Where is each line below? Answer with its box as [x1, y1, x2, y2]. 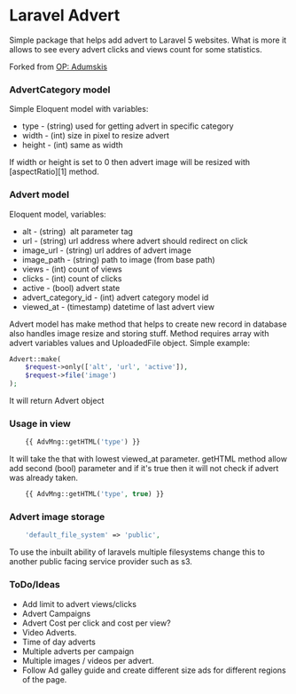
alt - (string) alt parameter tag [21, 225, 133, 236]
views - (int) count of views [21, 264, 122, 274]
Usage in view [9, 417, 71, 430]
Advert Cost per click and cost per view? [21, 618, 171, 628]
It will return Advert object [9, 396, 105, 406]
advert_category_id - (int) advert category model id [21, 292, 209, 303]
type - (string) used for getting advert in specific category [21, 121, 234, 131]
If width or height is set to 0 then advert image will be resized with [9, 157, 251, 168]
